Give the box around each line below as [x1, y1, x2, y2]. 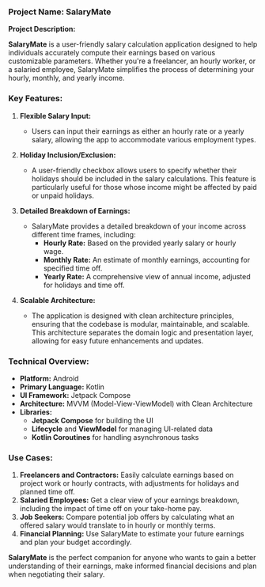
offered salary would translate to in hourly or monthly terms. [19, 521, 216, 530]
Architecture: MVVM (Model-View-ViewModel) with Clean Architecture [19, 399, 253, 408]
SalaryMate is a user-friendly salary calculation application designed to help [8, 40, 258, 49]
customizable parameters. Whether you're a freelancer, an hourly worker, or [8, 56, 256, 66]
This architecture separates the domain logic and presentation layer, [31, 328, 254, 337]
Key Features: [8, 93, 63, 104]
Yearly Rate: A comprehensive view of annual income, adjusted [43, 271, 251, 281]
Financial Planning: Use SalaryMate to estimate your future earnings [19, 529, 244, 539]
